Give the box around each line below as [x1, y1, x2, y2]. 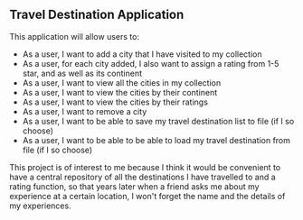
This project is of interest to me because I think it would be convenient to [9, 161, 281, 172]
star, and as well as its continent [22, 68, 143, 78]
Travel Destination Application [9, 7, 185, 23]
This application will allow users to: [9, 31, 140, 41]
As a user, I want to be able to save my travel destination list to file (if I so [22, 115, 295, 126]
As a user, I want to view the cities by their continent [22, 87, 218, 97]
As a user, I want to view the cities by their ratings [22, 96, 208, 107]
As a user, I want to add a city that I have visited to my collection [22, 49, 262, 60]
